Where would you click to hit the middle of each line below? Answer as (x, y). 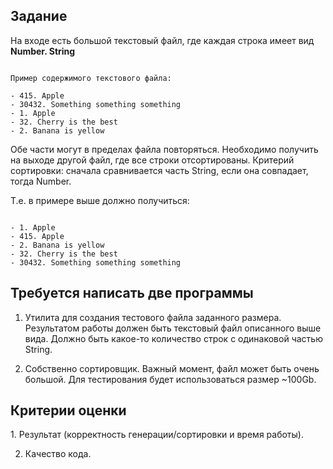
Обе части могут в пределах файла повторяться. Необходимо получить (164, 149)
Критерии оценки (68, 410)
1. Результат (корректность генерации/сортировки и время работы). (157, 435)
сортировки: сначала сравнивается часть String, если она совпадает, (159, 170)
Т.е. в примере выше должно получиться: (100, 200)
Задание (39, 16)
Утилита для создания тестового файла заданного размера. (153, 317)
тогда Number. (41, 181)
